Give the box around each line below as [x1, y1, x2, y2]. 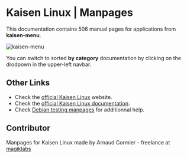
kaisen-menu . [6, 31, 41, 38]
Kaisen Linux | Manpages [6, 6, 133, 19]
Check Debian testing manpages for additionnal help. [14, 106, 145, 113]
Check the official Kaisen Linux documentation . [14, 100, 130, 107]
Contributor [6, 123, 50, 133]
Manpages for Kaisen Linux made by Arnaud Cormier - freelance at [6, 139, 170, 146]
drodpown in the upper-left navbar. [6, 61, 92, 68]
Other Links [6, 78, 50, 88]
